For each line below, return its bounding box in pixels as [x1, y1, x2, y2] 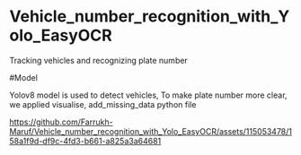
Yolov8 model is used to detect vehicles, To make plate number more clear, [9, 90, 288, 100]
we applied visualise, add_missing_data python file [9, 99, 197, 109]
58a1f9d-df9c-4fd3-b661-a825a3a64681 [9, 135, 162, 146]
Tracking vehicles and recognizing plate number [9, 55, 189, 65]
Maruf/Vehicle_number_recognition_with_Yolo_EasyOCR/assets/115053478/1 [9, 125, 293, 136]
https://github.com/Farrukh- [9, 116, 114, 127]
